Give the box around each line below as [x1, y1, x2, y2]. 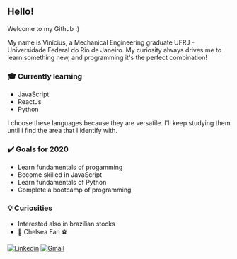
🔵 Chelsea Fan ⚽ [17, 227, 67, 236]
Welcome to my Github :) [7, 24, 80, 33]
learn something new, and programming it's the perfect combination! [7, 53, 207, 62]
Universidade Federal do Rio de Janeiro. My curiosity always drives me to [7, 45, 222, 54]
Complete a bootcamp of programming [17, 185, 132, 194]
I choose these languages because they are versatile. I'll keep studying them [7, 119, 231, 127]
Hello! [7, 6, 34, 18]
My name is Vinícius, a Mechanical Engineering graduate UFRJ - [7, 38, 195, 47]
